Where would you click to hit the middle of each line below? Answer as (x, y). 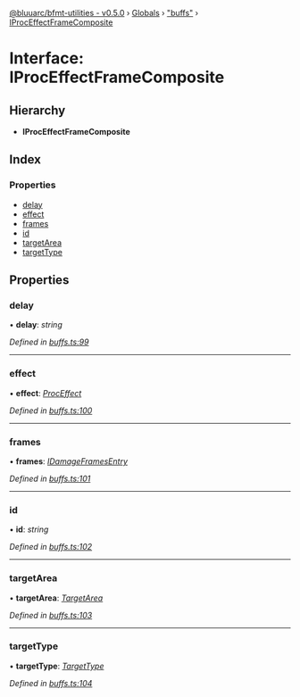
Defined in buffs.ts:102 (51, 547)
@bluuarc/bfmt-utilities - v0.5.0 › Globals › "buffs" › (104, 13)
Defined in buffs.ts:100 (51, 411)
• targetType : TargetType (57, 666)
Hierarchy (37, 110)
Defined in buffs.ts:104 (51, 683)
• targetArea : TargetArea (56, 598)
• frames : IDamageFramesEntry (68, 461)
